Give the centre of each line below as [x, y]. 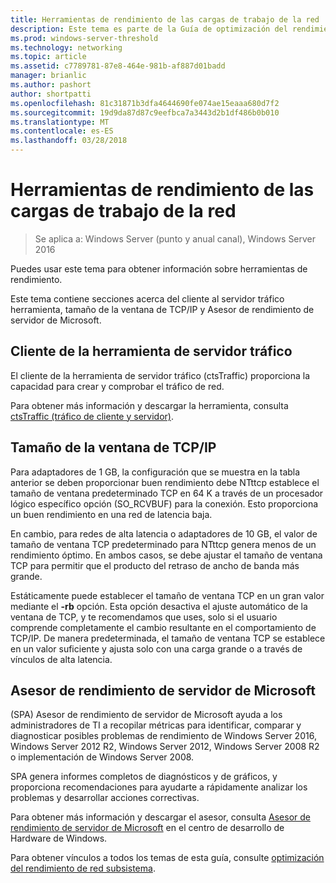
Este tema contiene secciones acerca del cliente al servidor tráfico [147, 298]
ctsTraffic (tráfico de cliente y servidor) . [92, 416]
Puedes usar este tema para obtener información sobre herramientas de [159, 268]
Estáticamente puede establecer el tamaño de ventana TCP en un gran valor [167, 595]
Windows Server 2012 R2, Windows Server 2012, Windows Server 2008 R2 [165, 747]
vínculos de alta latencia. [61, 659]
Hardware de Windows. [59, 838]
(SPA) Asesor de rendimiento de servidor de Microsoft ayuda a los [146, 715]
